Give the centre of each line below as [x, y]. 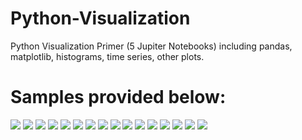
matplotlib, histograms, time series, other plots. [107, 56]
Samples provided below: [118, 97]
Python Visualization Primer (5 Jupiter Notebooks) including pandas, [151, 46]
